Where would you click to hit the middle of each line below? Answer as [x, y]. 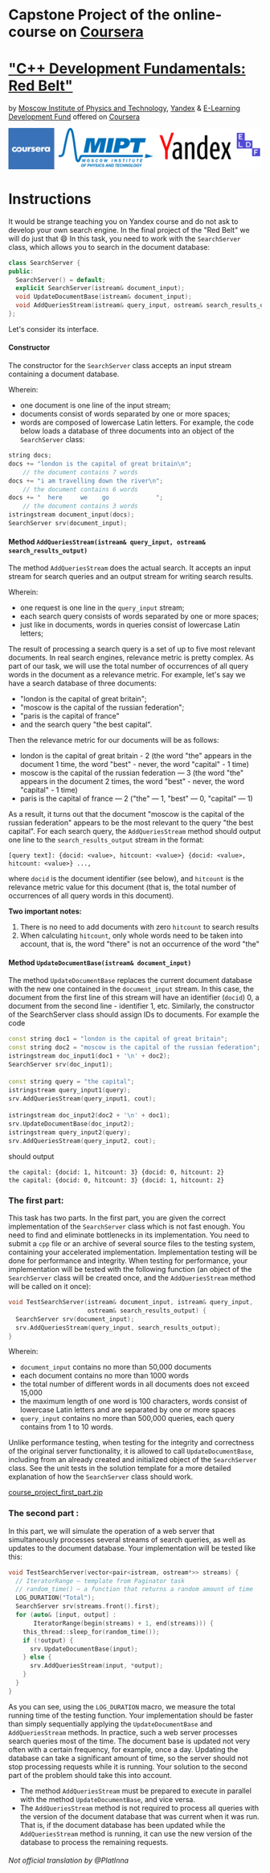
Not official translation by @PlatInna [69, 1861]
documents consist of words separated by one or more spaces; [125, 414]
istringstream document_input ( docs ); [72, 515]
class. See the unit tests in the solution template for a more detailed [120, 1469]
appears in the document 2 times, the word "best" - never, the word [132, 781]
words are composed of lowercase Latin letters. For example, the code [137, 423]
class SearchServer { [45, 263]
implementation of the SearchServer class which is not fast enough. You [127, 1227]
